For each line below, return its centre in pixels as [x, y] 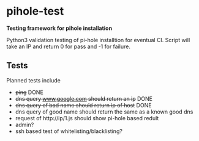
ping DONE [29, 92]
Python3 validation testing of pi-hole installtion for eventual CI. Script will [98, 40]
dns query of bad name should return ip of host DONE [83, 105]
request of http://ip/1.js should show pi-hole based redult [87, 118]
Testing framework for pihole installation [59, 28]
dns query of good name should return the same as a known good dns [104, 112]
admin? [24, 125]
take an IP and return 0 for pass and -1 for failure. [68, 46]
